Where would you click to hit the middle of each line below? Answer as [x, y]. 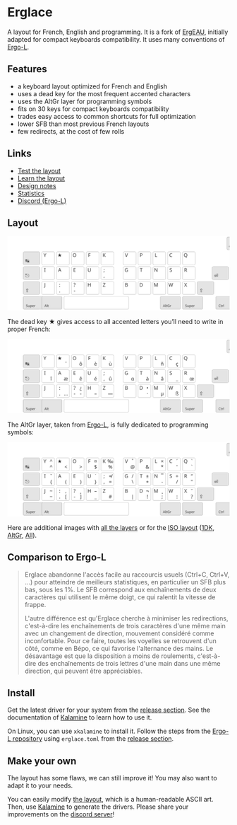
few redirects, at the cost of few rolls [71, 131]
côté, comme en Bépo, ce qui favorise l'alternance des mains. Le [119, 648]
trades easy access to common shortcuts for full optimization [107, 116]
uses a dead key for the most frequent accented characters [104, 93]
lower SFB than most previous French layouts [83, 124]
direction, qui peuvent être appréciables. [84, 671]
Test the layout [39, 171]
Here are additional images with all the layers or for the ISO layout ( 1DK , [111, 527]
